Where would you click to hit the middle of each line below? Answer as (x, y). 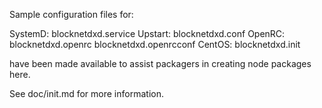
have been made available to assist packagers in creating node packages (160, 63)
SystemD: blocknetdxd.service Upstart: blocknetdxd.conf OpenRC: (147, 33)
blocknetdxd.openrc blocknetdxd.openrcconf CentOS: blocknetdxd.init (155, 44)
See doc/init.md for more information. (86, 93)
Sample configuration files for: (71, 14)
